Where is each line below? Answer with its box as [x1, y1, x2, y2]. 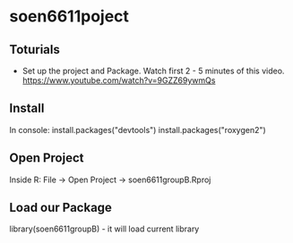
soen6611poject [9, 6, 130, 27]
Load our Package [9, 200, 112, 215]
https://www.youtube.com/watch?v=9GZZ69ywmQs [22, 75, 216, 86]
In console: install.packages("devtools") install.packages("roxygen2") [9, 124, 266, 135]
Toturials [9, 42, 60, 57]
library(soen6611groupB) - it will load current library [9, 223, 200, 234]
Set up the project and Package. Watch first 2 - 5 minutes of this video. [22, 65, 285, 76]
